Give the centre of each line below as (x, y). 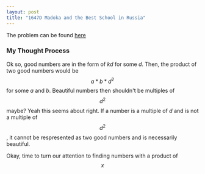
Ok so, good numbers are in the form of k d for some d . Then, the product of (102, 64)
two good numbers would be (42, 70)
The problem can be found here (46, 35)
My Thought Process (38, 51)
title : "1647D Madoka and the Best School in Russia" (76, 18)
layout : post (23, 12)
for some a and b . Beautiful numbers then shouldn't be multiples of (91, 91)
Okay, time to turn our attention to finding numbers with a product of (92, 156)
